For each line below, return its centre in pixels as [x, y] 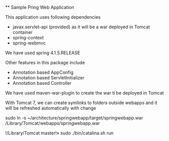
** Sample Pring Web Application [40, 7]
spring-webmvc [29, 43]
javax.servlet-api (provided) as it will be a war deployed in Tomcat [81, 27]
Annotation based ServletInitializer [48, 78]
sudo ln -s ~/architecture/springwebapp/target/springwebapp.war [74, 118]
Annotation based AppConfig [43, 72]
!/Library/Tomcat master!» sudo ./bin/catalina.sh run [59, 133]
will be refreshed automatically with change [51, 108]
